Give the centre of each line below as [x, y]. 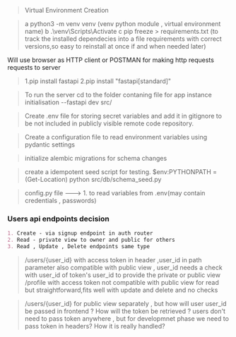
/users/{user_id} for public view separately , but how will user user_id [126, 303]
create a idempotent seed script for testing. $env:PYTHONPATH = [121, 172]
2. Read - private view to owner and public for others [91, 240]
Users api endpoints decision [58, 219]
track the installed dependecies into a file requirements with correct [123, 39]
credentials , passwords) [60, 201]
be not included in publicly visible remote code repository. [109, 123]
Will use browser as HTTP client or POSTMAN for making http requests [111, 60]
